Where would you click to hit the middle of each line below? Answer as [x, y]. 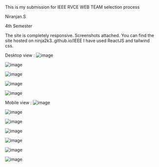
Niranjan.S [15, 16]
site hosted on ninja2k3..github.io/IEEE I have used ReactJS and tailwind [78, 41]
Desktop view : [20, 55]
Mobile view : [19, 103]
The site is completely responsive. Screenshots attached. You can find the [80, 35]
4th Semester [19, 26]
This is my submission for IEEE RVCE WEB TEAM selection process [72, 7]
